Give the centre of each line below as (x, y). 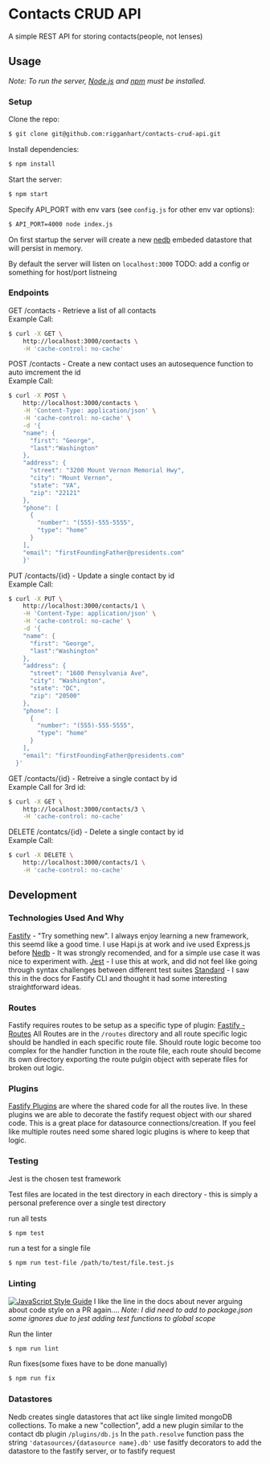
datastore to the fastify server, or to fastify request (92, 1450)
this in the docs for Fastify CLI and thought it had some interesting (118, 978)
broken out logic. (36, 1067)
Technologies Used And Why (66, 918)
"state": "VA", (55, 485)
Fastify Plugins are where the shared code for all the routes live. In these (128, 1106)
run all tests (28, 1218)
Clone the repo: (34, 119)
